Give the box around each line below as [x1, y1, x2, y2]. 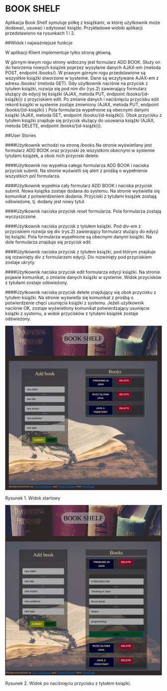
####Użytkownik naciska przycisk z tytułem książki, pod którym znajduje [5, 248, 156, 254]
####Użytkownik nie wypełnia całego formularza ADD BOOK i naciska [5, 162, 149, 168]
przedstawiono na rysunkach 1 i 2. [5, 30, 76, 36]
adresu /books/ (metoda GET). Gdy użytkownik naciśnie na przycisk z [5, 80, 148, 86]
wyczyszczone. [5, 213, 37, 220]
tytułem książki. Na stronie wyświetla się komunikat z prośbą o [5, 294, 134, 300]
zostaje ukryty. [5, 259, 36, 265]
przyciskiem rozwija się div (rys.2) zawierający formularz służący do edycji [5, 228, 159, 234]
